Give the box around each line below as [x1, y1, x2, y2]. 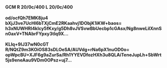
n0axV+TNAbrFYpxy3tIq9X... [5, 31, 69, 37]
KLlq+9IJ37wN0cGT [5, 41, 49, 47]
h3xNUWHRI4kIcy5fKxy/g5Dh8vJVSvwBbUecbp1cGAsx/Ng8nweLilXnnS [5, 25, 162, 32]
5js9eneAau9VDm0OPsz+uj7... [5, 57, 72, 63]
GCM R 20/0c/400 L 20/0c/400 [5, 4, 73, 10]
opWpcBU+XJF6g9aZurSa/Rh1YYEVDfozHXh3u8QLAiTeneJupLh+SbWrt [5, 52, 162, 58]
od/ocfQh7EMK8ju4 [5, 15, 48, 21]
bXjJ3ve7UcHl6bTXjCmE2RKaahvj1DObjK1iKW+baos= [5, 20, 122, 26]
